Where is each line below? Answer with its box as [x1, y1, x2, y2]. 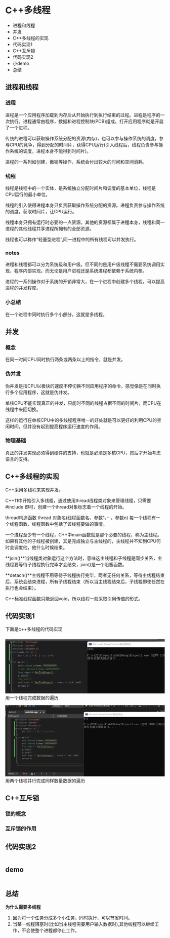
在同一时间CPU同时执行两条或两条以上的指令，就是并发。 [5, 357, 125, 363]
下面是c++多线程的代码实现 [5, 626, 63, 632]
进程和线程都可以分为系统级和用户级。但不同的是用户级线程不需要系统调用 [5, 261, 160, 267]
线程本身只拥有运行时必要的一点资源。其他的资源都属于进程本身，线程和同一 [5, 219, 165, 225]
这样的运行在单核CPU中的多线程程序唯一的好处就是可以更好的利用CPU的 [5, 417, 157, 423]
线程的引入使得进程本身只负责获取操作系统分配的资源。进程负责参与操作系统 [5, 202, 165, 208]
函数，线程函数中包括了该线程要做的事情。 [18, 521, 107, 527]
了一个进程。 [5, 125, 32, 131]
